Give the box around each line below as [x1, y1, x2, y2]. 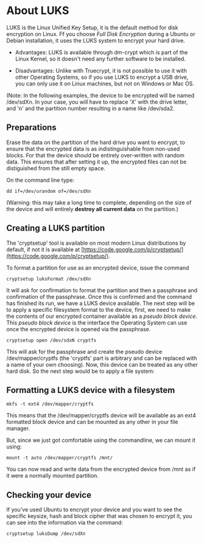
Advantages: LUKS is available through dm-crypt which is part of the [15, 48, 188, 56]
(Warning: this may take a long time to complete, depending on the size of [6, 199, 192, 206]
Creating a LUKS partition [6, 223, 105, 234]
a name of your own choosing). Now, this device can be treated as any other [6, 361, 198, 368]
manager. [6, 425, 30, 432]
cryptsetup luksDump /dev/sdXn [6, 531, 86, 537]
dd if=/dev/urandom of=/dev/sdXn [6, 188, 91, 194]
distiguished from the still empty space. [6, 164, 105, 171]
